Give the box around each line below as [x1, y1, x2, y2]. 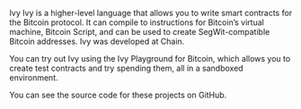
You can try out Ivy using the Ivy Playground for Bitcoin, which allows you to [9, 54, 291, 63]
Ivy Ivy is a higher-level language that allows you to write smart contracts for [9, 8, 293, 18]
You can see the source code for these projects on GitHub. [9, 89, 227, 100]
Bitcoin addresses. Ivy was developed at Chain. [9, 36, 185, 46]
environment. [9, 72, 58, 83]
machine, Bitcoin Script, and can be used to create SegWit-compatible [9, 27, 270, 37]
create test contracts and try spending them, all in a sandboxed [9, 63, 244, 73]
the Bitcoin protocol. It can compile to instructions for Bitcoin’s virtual [9, 17, 265, 28]
